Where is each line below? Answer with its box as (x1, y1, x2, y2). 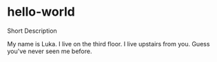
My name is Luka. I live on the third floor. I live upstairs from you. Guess (7, 40, 210, 48)
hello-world (7, 4, 76, 20)
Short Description (7, 27, 57, 35)
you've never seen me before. (7, 47, 92, 55)
